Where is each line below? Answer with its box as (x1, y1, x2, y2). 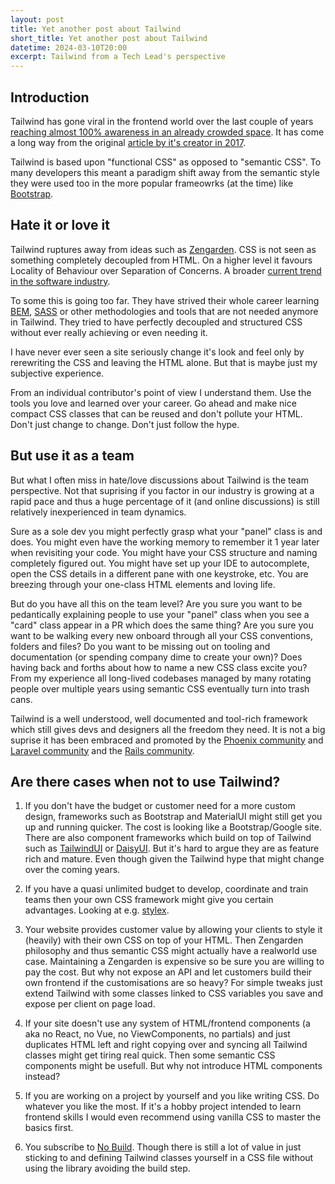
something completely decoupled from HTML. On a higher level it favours (10, 254, 313, 266)
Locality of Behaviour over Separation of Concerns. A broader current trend (10, 264, 322, 276)
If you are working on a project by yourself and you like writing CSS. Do (24, 1090, 320, 1102)
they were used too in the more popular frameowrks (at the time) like (10, 177, 294, 189)
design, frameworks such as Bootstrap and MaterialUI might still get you (24, 811, 323, 823)
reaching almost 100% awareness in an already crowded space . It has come (10, 126, 325, 138)
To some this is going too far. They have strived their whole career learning (10, 294, 320, 306)
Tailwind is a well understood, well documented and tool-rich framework (10, 712, 308, 725)
